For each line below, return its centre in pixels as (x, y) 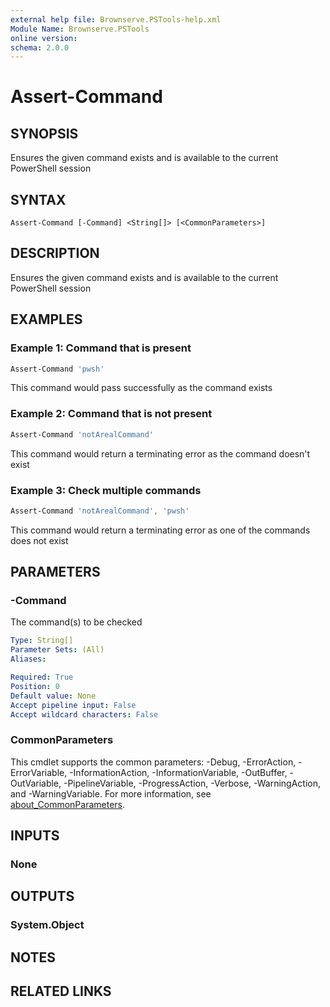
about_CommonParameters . (68, 804)
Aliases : (28, 659)
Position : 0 (35, 686)
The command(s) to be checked (76, 622)
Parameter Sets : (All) (57, 650)
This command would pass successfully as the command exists (141, 388)
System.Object (47, 925)
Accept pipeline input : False (73, 705)
